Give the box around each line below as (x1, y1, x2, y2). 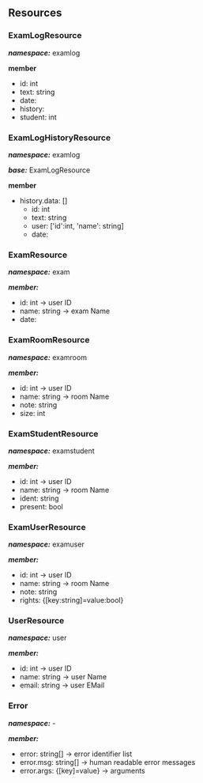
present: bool (19, 501, 63, 511)
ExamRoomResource (8, 335, 90, 346)
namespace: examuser (8, 539, 85, 549)
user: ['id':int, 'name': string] (31, 221, 124, 230)
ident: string (19, 494, 59, 503)
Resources (8, 6, 62, 20)
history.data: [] (19, 195, 68, 205)
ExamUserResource (8, 521, 86, 532)
